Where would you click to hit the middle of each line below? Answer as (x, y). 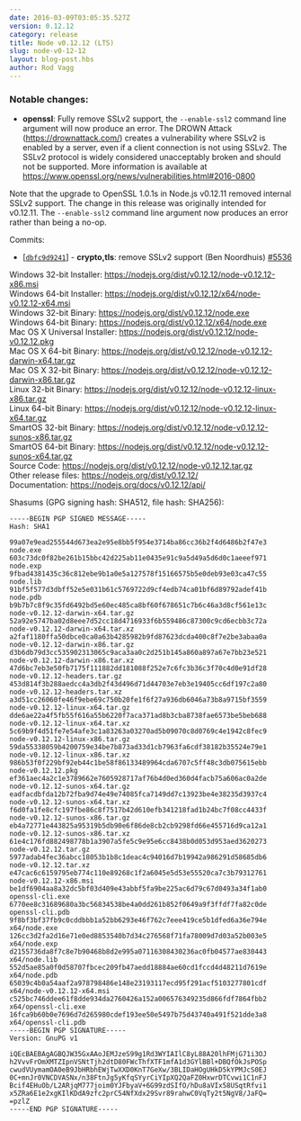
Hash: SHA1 (30, 527)
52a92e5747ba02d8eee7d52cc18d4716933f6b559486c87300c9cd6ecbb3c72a (138, 622)
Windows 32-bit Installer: (56, 274)
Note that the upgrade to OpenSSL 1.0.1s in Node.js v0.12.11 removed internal (150, 193)
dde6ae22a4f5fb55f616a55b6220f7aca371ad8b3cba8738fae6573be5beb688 (138, 716)
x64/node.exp (34, 944)
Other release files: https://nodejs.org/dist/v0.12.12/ (104, 475)
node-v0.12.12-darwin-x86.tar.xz (72, 661)
